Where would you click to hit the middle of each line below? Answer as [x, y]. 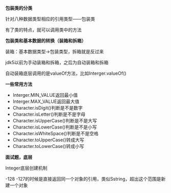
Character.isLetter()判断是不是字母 [49, 114]
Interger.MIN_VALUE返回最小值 [45, 95]
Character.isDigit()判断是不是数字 [48, 108]
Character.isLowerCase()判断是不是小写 [55, 127]
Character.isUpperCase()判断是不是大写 [55, 121]
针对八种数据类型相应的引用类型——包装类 [50, 19]
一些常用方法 [19, 84]
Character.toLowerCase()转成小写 [48, 146]
